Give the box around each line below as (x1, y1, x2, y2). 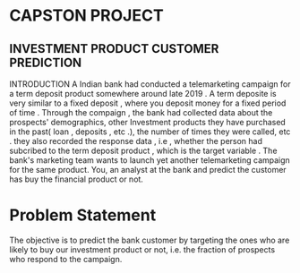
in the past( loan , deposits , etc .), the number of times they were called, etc (9, 126, 291, 137)
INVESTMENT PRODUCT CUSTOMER (9, 41, 219, 56)
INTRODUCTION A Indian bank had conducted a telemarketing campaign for (9, 79, 291, 90)
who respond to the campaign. (9, 253, 123, 264)
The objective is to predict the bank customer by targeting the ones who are (9, 235, 290, 245)
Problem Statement (9, 205, 157, 226)
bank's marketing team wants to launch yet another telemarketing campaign (9, 155, 291, 166)
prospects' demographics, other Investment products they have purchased (9, 117, 287, 127)
